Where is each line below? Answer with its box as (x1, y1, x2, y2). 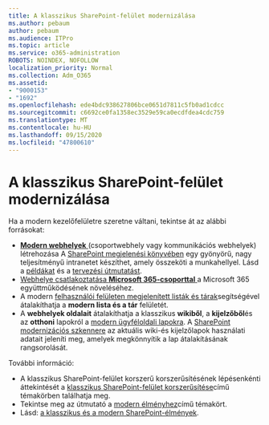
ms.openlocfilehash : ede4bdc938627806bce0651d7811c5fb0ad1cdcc (8, 101, 225, 109)
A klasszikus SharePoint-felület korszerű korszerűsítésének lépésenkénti (19, 374, 261, 383)
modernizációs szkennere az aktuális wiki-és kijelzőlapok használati (19, 326, 246, 335)
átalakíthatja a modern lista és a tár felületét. (19, 300, 169, 310)
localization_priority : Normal (8, 64, 113, 72)
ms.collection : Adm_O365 (8, 71, 92, 79)
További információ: (8, 358, 75, 368)
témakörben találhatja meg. (19, 391, 111, 401)
